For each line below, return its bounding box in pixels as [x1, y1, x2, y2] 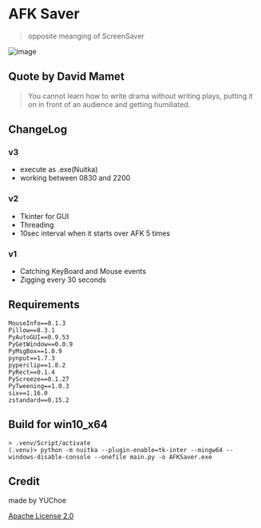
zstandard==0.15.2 [8, 396, 69, 404]
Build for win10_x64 [8, 418, 108, 431]
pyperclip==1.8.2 [8, 361, 66, 369]
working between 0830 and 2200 [19, 173, 131, 183]
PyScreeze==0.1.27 [8, 375, 69, 383]
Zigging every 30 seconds [19, 275, 106, 284]
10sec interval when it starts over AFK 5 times [19, 228, 171, 238]
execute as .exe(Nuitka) [19, 165, 98, 174]
